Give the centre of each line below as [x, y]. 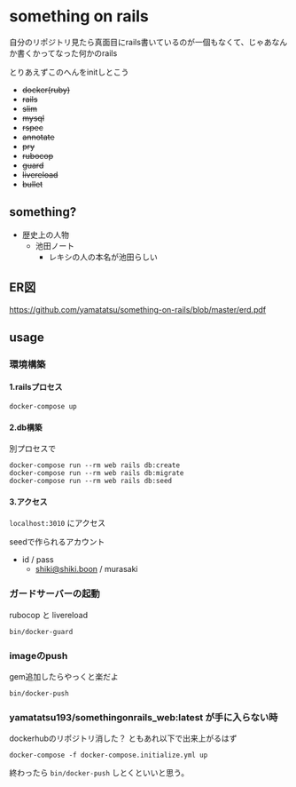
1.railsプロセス [36, 387]
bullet [32, 184]
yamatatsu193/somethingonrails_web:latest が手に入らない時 [144, 717]
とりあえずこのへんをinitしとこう [69, 72]
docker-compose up [43, 407]
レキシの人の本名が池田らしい [103, 257]
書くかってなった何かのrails [67, 53]
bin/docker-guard [41, 632]
